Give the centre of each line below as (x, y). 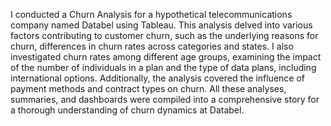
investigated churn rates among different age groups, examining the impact (166, 57)
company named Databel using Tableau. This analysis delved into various (161, 25)
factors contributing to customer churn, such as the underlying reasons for (164, 35)
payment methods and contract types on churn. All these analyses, (148, 88)
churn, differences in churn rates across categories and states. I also (152, 46)
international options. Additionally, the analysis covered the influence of (157, 78)
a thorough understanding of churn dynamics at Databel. (127, 110)
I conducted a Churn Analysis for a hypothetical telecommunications (151, 14)
